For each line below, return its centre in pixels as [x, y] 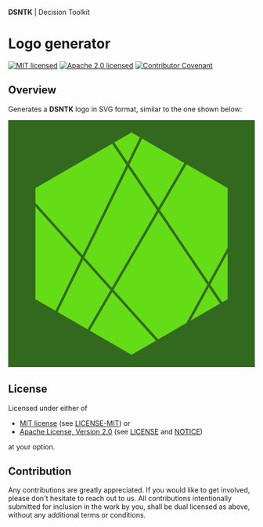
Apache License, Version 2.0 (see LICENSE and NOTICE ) [111, 431]
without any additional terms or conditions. [77, 515]
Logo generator [59, 44]
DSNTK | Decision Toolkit [49, 12]
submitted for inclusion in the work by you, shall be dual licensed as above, [129, 507]
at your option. [32, 446]
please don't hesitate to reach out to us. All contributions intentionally [120, 499]
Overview [32, 90]
